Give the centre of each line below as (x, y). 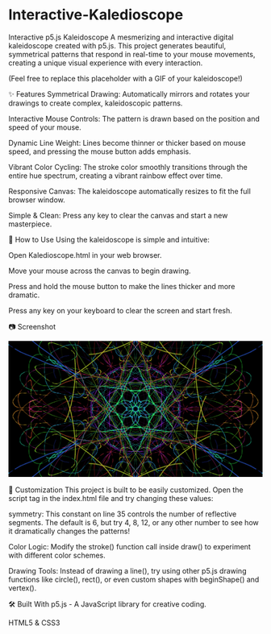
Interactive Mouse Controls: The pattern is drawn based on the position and (134, 118)
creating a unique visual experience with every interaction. (106, 63)
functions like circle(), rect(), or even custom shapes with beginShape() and (134, 580)
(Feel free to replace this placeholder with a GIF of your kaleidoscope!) (126, 78)
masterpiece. (30, 224)
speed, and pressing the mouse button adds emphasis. (100, 151)
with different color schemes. (57, 555)
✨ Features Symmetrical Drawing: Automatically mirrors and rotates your (129, 93)
